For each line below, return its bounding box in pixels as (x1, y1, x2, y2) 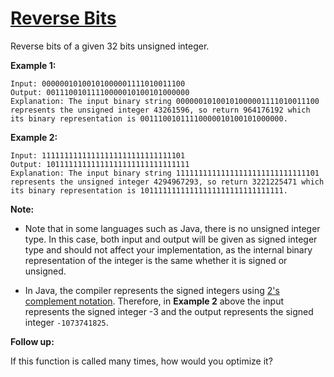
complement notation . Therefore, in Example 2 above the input (24, 295, 285, 307)
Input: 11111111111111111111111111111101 (10, 150, 186, 161)
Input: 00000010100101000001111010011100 (10, 78, 186, 89)
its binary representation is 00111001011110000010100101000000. (10, 113, 288, 124)
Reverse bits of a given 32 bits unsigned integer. (10, 40, 210, 52)
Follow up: (10, 335, 55, 347)
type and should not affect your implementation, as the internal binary (24, 243, 313, 256)
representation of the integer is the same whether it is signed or (24, 254, 288, 266)
